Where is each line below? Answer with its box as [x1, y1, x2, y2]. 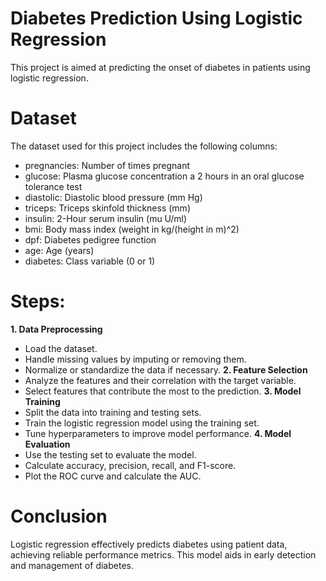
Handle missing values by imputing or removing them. [24, 353, 247, 365]
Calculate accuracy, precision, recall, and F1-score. [24, 459, 237, 471]
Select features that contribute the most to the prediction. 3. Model [24, 385, 302, 397]
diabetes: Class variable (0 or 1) [24, 255, 156, 267]
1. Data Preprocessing [10, 323, 103, 335]
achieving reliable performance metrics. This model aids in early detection [10, 548, 317, 561]
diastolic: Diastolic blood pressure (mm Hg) [24, 191, 203, 203]
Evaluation [24, 438, 71, 450]
